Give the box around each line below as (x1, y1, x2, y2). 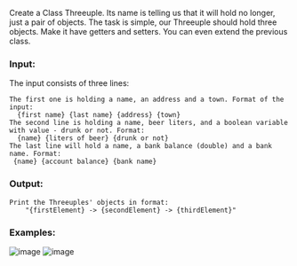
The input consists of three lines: (9, 78, 130, 89)
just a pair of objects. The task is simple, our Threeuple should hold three (9, 17, 277, 27)
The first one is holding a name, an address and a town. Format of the (9, 95, 285, 105)
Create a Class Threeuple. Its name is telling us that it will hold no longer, (9, 8, 276, 18)
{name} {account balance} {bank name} (12, 157, 157, 167)
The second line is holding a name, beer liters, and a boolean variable (9, 119, 289, 128)
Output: (9, 177, 44, 190)
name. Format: (9, 150, 62, 159)
